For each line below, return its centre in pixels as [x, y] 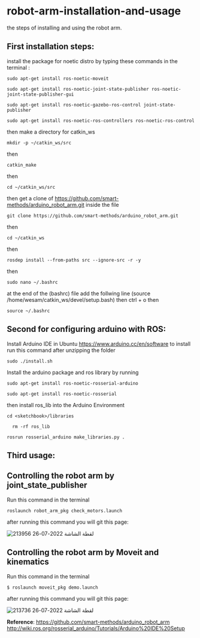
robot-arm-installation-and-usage [94, 11]
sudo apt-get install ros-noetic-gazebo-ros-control [74, 105]
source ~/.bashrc [28, 311]
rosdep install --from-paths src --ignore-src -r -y [74, 260]
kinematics [28, 562]
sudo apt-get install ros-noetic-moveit [58, 78]
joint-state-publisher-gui [40, 94]
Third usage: [31, 455]
